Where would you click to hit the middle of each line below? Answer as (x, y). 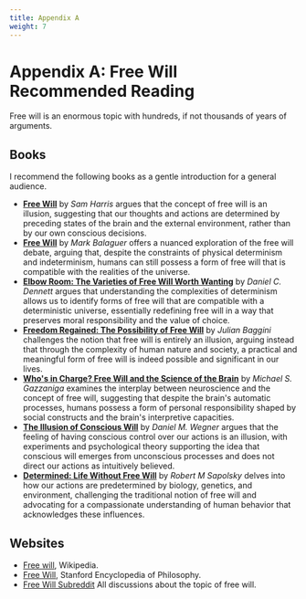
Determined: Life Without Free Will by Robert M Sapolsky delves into (154, 476)
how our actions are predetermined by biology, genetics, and (137, 486)
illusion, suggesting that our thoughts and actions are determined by (151, 214)
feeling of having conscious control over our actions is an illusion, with (155, 437)
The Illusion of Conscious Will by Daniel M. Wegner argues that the (150, 427)
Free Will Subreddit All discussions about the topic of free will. (140, 584)
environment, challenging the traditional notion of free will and (140, 495)
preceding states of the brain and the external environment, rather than (156, 224)
